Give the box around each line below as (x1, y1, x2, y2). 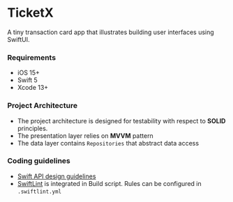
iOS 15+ (17, 68, 40, 77)
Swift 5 (17, 76, 38, 84)
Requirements (7, 52, 57, 62)
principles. (17, 124, 48, 132)
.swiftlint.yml (17, 188, 62, 195)
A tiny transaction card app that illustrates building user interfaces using (7, 28, 214, 36)
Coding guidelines (7, 156, 71, 166)
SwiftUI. (7, 35, 30, 43)
